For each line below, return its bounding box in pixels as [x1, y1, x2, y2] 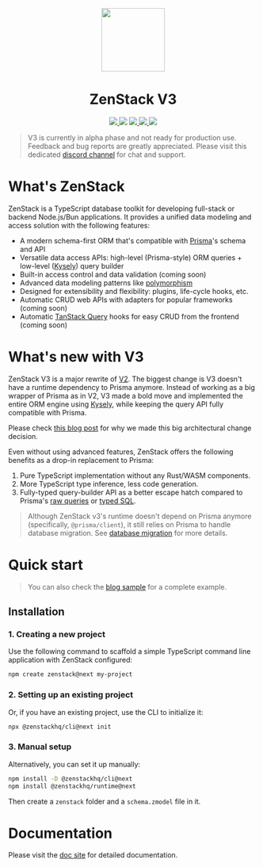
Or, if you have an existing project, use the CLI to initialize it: [8, 707, 204, 716]
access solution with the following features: [8, 220, 151, 230]
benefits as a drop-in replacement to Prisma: [8, 455, 154, 464]
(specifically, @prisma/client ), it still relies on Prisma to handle [27, 519, 231, 529]
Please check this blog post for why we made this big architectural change [8, 423, 252, 433]
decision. [8, 431, 38, 441]
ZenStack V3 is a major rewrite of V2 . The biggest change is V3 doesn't [8, 374, 242, 384]
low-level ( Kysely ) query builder [19, 261, 124, 270]
